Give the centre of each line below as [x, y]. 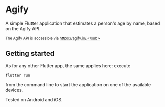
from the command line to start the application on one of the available [78, 84]
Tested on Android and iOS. [34, 99]
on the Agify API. [23, 28]
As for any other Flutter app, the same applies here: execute [68, 66]
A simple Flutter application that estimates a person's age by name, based [83, 23]
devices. [14, 90]
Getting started [30, 53]
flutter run [18, 75]
